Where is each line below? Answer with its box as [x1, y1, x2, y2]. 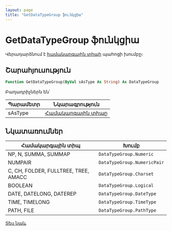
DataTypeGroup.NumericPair [98, 159, 164, 165]
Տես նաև [5, 220, 27, 226]
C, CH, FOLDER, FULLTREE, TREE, [8, 167, 90, 174]
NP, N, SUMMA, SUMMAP [8, 150, 71, 157]
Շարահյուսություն [5, 66, 71, 75]
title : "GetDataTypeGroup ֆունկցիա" [5, 12, 83, 17]
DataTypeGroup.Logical [98, 182, 154, 188]
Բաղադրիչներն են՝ [5, 89, 50, 95]
